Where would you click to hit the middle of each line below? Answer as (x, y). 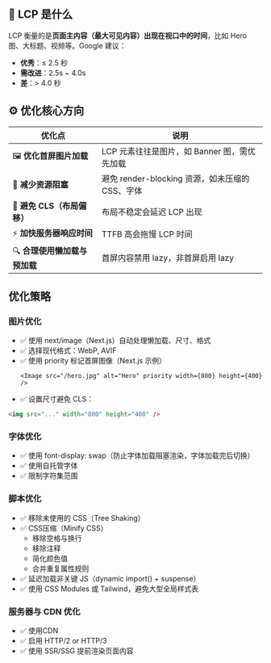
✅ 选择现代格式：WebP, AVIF (68, 350)
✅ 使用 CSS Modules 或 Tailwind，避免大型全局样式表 (109, 589)
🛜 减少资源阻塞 (40, 184)
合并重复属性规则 (60, 569)
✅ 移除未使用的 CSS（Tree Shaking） (82, 518)
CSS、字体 (122, 191)
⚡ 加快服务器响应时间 (52, 233)
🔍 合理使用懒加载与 (50, 250)
